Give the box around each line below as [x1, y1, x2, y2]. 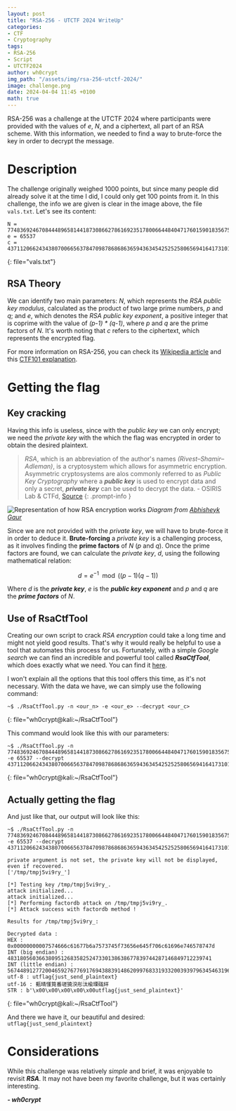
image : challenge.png [7, 82, 71, 89]
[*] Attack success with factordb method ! [7, 906, 137, 913]
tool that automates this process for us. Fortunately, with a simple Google [7, 646, 219, 655]
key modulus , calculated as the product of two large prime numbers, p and [7, 303, 223, 313]
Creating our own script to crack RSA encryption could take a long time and [7, 631, 226, 640]
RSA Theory [7, 278, 61, 290]
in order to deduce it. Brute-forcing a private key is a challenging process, [7, 534, 223, 542]
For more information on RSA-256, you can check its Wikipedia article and [7, 347, 221, 355]
